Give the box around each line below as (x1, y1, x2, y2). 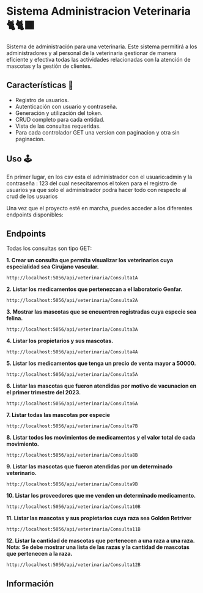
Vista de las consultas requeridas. (15, 122, 101, 130)
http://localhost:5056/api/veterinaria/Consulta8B (6, 452, 138, 459)
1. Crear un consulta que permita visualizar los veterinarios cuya (6, 257, 173, 264)
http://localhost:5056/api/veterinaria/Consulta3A (6, 326, 138, 333)
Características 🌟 (6, 80, 74, 90)
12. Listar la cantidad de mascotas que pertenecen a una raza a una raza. (6, 537, 195, 545)
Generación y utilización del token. (15, 109, 103, 117)
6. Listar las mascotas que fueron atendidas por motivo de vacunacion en (6, 382, 197, 389)
